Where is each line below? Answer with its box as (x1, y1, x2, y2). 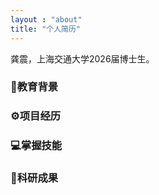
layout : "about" (10, 14, 83, 25)
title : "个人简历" (10, 24, 82, 34)
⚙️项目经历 (10, 109, 62, 123)
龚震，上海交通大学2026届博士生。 (10, 52, 155, 65)
